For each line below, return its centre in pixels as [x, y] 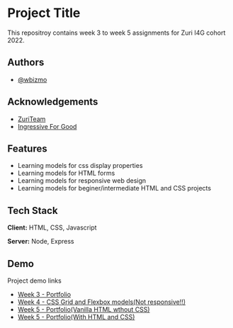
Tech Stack [33, 210]
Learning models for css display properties [80, 166]
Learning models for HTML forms [66, 173]
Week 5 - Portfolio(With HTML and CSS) [76, 317]
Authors [26, 63]
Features [27, 148]
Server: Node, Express [41, 242]
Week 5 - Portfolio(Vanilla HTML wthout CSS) [84, 309]
